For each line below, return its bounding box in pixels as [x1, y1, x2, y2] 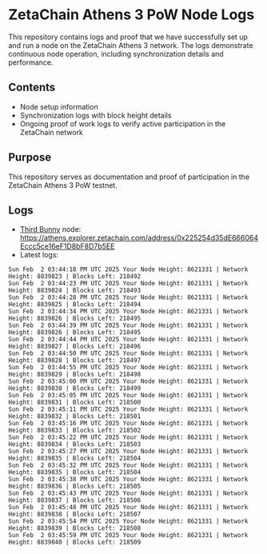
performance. [8, 58, 54, 67]
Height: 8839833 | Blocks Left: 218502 [8, 426, 141, 435]
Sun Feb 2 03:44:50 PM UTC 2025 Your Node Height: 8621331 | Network [8, 349, 249, 357]
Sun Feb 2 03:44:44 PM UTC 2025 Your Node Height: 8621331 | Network [8, 336, 249, 344]
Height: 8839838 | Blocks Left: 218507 [8, 510, 141, 519]
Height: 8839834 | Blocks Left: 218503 [8, 440, 141, 448]
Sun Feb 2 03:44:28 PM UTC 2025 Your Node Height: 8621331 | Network [8, 293, 249, 301]
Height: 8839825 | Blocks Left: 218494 [8, 301, 141, 309]
